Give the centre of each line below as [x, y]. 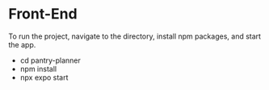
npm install [38, 68]
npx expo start [44, 77]
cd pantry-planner [50, 60]
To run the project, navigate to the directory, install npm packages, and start [134, 36]
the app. [22, 44]
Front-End [43, 14]
